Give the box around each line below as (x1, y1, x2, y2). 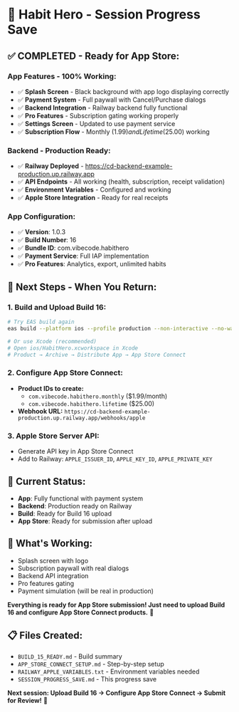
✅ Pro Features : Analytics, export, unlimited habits (17, 260, 166, 268)
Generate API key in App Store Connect (17, 447, 134, 456)
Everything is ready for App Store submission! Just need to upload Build (7, 600, 225, 609)
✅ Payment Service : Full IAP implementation (17, 252, 149, 261)
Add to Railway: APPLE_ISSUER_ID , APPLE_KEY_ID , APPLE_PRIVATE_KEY (17, 455, 213, 464)
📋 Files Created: (7, 629, 83, 642)
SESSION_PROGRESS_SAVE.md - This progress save (17, 674, 157, 683)
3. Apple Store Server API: (7, 431, 100, 441)
